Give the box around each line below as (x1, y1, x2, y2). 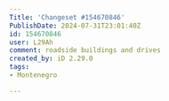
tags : (9, 63, 29, 72)
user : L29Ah (9, 37, 53, 47)
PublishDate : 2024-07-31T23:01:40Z (9, 21, 141, 30)
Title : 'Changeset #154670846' (9, 12, 125, 22)
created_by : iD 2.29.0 (9, 54, 93, 63)
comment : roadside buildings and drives (9, 46, 162, 55)
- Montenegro (9, 71, 58, 80)
